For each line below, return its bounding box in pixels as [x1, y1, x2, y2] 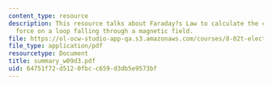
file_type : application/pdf [8, 42, 104, 50]
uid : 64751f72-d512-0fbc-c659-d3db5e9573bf [8, 65, 158, 73]
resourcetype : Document [8, 49, 89, 57]
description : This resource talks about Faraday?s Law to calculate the [8, 19, 259, 28]
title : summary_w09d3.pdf [8, 57, 96, 66]
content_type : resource [8, 11, 89, 20]
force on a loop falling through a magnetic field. [15, 27, 194, 35]
